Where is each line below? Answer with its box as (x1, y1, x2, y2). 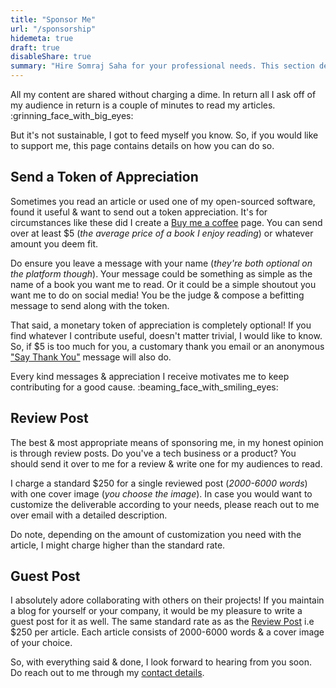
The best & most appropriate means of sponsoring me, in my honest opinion (10, 436, 324, 448)
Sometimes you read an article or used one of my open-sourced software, (10, 195, 316, 207)
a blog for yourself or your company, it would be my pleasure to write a (10, 605, 303, 617)
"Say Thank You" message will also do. (10, 351, 172, 363)
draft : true (10, 42, 60, 53)
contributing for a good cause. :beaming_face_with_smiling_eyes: (10, 381, 279, 393)
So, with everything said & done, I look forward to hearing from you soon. (10, 656, 312, 668)
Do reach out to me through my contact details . (10, 667, 205, 679)
